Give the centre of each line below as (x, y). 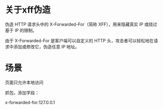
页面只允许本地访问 (24, 82)
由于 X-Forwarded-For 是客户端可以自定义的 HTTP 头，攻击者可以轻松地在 (79, 40)
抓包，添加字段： (22, 93)
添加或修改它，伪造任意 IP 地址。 (46, 47)
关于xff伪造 (28, 10)
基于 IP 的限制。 (21, 30)
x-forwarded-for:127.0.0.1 (30, 102)
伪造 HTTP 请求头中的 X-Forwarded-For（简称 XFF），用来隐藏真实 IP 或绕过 (81, 24)
